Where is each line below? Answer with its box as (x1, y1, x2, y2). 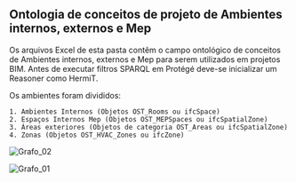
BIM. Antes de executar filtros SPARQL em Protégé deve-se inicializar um (9, 63, 277, 74)
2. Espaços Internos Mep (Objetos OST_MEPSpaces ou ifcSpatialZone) (9, 115, 268, 123)
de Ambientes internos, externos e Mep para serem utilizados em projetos (9, 53, 281, 65)
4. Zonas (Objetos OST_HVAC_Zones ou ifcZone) (9, 131, 185, 139)
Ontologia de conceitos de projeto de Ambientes (9, 7, 283, 22)
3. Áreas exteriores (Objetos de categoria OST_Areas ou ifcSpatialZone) (9, 123, 289, 131)
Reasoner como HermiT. (9, 73, 99, 83)
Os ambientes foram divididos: (9, 90, 122, 100)
